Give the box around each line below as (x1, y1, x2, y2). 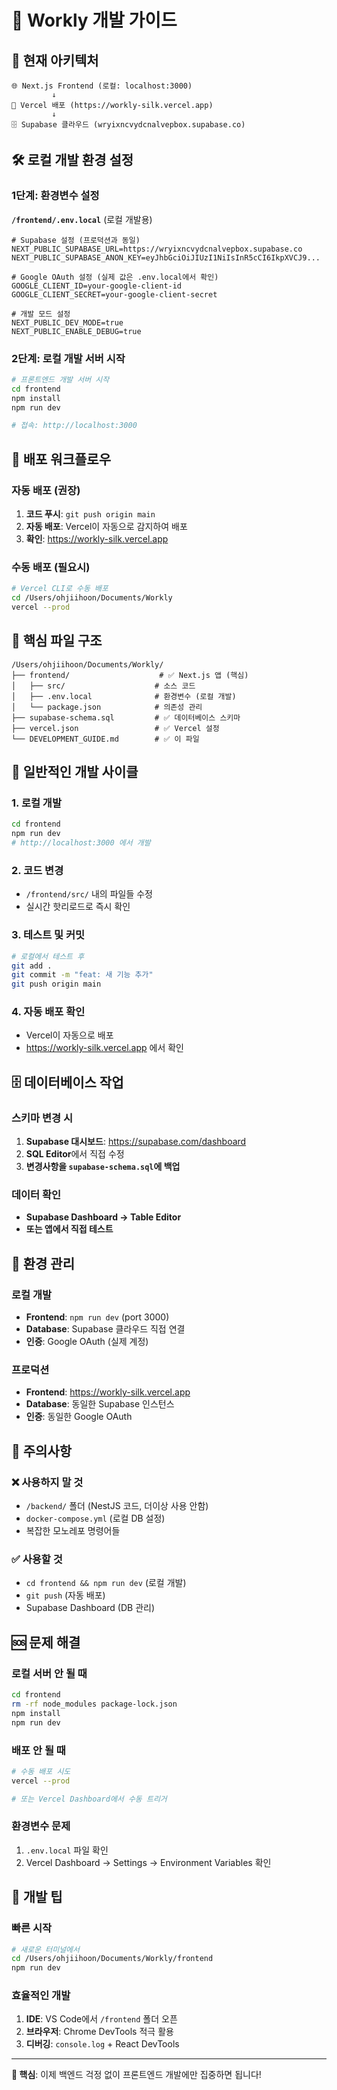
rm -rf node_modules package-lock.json (11, 1699, 178, 1709)
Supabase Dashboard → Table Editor (25, 1211, 182, 1223)
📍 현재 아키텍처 (11, 52, 99, 69)
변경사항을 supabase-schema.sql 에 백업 (25, 1161, 181, 1173)
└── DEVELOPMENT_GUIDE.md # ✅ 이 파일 (11, 734, 200, 744)
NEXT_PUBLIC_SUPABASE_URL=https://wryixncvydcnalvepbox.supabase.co (11, 244, 303, 254)
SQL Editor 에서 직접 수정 (25, 1148, 125, 1160)
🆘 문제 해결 (11, 1634, 81, 1651)
